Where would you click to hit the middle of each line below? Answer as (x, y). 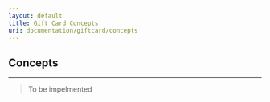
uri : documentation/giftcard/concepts (73, 30)
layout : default (35, 16)
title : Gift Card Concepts (53, 23)
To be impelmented (60, 89)
